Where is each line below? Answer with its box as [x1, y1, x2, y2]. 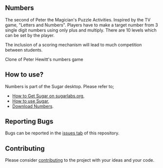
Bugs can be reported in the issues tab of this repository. [5, 130, 120, 136]
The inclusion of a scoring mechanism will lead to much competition [5, 41, 142, 48]
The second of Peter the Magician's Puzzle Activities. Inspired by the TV [5, 17, 151, 22]
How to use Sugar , [12, 98, 50, 104]
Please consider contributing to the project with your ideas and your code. [5, 157, 155, 163]
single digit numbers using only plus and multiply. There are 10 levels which [5, 27, 157, 33]
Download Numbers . [12, 103, 54, 109]
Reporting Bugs [5, 117, 54, 126]
